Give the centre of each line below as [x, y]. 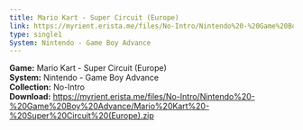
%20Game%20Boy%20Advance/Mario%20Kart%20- [110, 106]
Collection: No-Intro [47, 87]
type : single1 [36, 34]
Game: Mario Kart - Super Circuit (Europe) [88, 68]
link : [19, 26]
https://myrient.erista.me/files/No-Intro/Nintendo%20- [154, 97]
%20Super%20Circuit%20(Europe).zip [82, 116]
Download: [30, 97]
